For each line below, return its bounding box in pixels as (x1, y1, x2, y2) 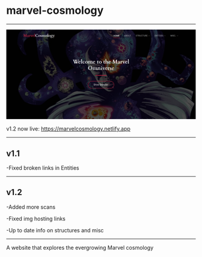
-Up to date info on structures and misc (6, 226, 104, 234)
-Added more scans (6, 203, 56, 211)
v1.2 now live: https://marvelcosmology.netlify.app (6, 125, 131, 132)
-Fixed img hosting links (6, 215, 66, 222)
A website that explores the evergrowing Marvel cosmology (6, 244, 154, 251)
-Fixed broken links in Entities (6, 164, 79, 172)
